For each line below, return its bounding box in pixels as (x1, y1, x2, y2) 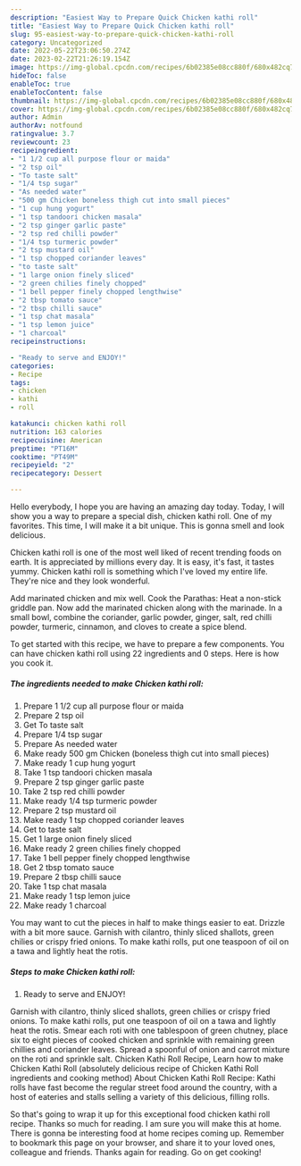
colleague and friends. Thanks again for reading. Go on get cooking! (10, 1146, 262, 1157)
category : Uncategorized (10, 38, 103, 47)
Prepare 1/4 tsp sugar (22, 729, 104, 740)
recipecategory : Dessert (10, 469, 103, 478)
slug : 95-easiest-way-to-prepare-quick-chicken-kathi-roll (10, 29, 235, 38)
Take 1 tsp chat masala (22, 881, 107, 892)
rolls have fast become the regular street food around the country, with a (10, 1082, 278, 1093)
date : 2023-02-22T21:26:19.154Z (10, 55, 130, 63)
